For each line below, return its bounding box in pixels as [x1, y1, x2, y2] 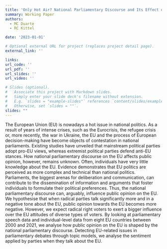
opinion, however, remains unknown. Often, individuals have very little [5, 159, 148, 165]
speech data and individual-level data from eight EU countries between [5, 217, 151, 223]
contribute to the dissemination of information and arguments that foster [5, 180, 153, 186]
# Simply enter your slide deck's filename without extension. [5, 94, 143, 99]
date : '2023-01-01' [5, 35, 46, 40]
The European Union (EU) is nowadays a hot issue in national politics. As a [5, 122, 158, 127]
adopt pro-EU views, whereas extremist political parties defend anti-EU [5, 148, 152, 154]
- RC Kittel [9, 26, 35, 31]
